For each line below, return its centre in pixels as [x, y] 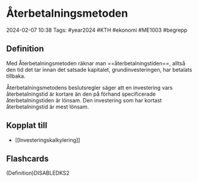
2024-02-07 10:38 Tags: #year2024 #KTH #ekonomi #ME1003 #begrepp [97, 30]
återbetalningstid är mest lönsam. [47, 107]
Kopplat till [27, 125]
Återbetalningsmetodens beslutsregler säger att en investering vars [89, 87]
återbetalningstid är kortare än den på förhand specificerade [81, 94]
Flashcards [28, 158]
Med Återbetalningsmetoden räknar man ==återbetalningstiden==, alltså [96, 63]
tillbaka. [16, 76]
